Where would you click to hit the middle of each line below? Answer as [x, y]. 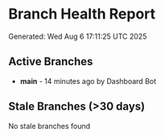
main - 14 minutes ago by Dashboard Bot [88, 81]
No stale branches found [49, 126]
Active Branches [51, 62]
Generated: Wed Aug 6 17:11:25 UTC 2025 [78, 36]
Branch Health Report [82, 14]
